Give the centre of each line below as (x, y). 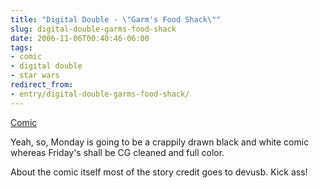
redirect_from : (42, 85)
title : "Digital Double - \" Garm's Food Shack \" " (116, 19)
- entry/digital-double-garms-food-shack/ (100, 94)
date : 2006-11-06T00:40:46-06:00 (80, 38)
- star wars (35, 76)
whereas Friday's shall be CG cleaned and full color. (117, 152)
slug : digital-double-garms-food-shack (93, 29)
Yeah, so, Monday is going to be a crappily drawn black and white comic (160, 142)
